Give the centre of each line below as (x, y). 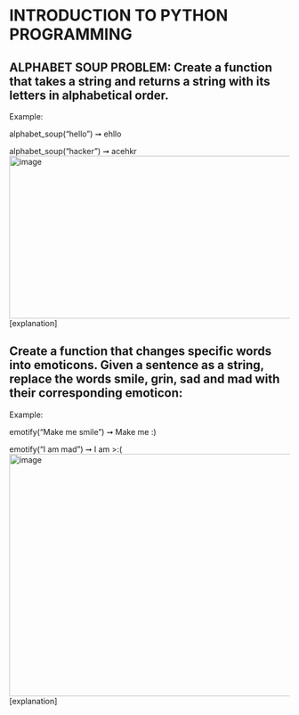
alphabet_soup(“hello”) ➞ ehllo (65, 134)
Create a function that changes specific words (141, 352)
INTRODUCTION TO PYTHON (119, 16)
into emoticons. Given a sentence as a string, (137, 365)
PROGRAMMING (71, 34)
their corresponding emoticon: (96, 393)
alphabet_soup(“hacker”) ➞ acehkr (73, 151)
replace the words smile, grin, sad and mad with (145, 379)
